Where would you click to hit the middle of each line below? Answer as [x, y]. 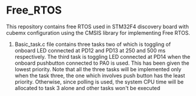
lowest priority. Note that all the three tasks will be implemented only [98, 69]
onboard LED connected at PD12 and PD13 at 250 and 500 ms [90, 50]
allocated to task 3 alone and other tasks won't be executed [87, 88]
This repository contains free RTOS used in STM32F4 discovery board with [97, 27]
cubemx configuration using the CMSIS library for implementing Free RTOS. [98, 32]
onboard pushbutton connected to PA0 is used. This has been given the [102, 63]
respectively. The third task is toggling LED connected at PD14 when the [102, 57]
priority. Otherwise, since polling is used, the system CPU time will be [99, 82]
